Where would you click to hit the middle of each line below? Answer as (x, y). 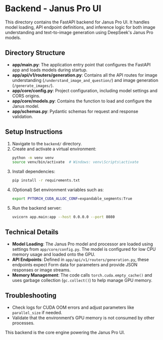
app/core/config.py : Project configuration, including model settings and (85, 90)
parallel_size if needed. (37, 312)
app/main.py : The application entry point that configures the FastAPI (81, 64)
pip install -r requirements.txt (46, 180)
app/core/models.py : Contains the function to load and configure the (82, 101)
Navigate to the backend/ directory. (47, 143)
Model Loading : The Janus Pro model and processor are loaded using (82, 244)
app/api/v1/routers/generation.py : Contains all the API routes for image (85, 75)
